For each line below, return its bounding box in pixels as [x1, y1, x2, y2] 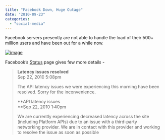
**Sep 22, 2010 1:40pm [17, 104, 66, 110]
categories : [5, 16, 30, 21]
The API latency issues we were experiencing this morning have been [17, 84, 160, 90]
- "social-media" [9, 21, 46, 26]
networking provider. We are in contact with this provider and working [17, 124, 160, 130]
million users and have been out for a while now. [5, 40, 104, 46]
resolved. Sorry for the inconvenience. [17, 89, 96, 95]
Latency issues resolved [17, 69, 69, 75]
